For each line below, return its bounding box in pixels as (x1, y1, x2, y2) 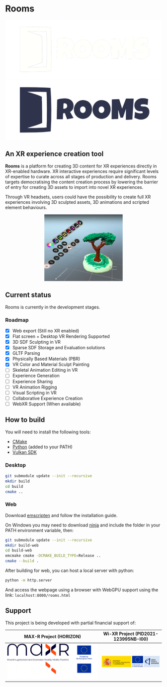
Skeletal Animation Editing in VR (12, 367, 78, 373)
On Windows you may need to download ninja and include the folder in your (5, 522, 161, 528)
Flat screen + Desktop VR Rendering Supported (12, 333, 110, 339)
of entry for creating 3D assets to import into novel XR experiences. (5, 184, 144, 190)
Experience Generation (12, 373, 60, 379)
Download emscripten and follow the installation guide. (5, 512, 118, 518)
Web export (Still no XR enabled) (12, 327, 80, 334)
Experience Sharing (12, 378, 53, 384)
